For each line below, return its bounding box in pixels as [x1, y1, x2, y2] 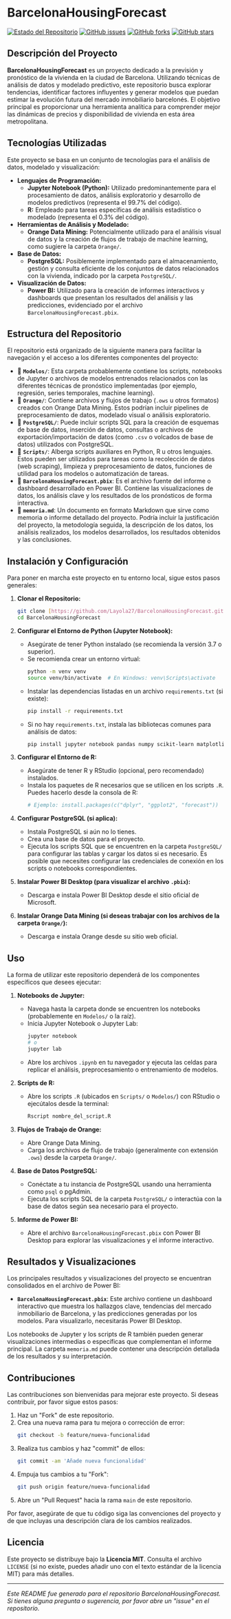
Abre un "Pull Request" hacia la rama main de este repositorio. [16, 1496, 192, 1504]
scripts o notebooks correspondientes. [27, 864, 137, 873]
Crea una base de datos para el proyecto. [27, 835, 146, 843]
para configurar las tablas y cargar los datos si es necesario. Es [27, 849, 208, 858]
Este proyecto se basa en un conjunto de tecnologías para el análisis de [7, 155, 210, 163]
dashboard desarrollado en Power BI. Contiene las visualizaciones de [16, 484, 214, 492]
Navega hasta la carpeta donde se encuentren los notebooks [27, 1005, 201, 1013]
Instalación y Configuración [7, 555, 129, 567]
